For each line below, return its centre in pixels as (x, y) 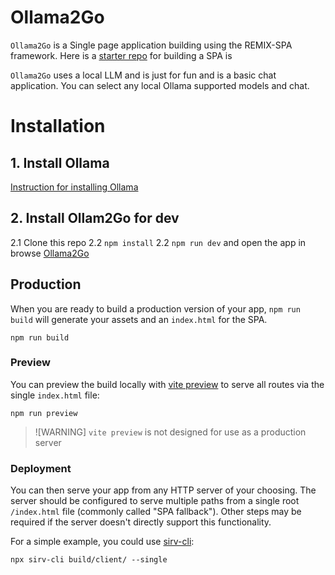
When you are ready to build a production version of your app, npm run (155, 308)
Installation (58, 126)
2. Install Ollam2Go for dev (95, 218)
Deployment (41, 468)
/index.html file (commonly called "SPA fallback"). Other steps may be (156, 512)
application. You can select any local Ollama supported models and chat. (160, 85)
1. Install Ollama (60, 162)
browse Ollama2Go (50, 253)
